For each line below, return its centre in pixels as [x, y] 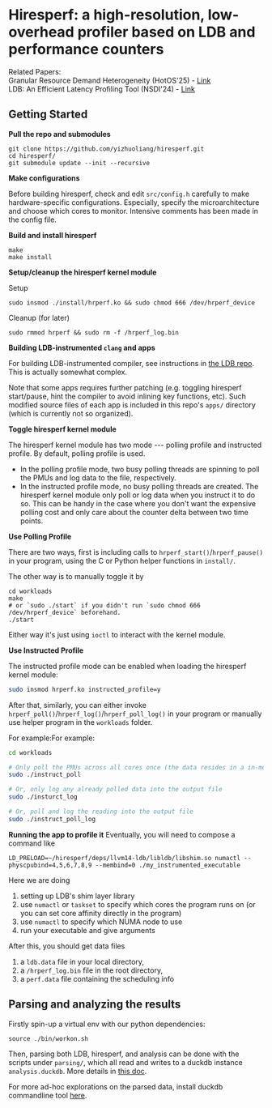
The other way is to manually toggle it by [76, 576]
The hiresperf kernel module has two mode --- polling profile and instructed [135, 445]
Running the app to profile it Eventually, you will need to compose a [122, 834]
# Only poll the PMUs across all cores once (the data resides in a [126, 767]
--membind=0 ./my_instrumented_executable [168, 865]
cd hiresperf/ [32, 156]
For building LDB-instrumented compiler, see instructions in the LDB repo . [132, 363]
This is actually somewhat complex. [68, 372]
